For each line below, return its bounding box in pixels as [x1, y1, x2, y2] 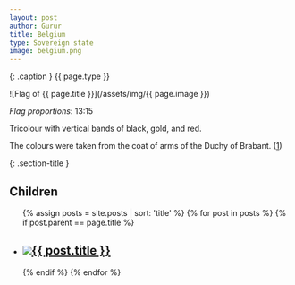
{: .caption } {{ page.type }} [9, 71, 110, 82]
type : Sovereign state [9, 38, 94, 47]
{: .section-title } [9, 158, 70, 168]
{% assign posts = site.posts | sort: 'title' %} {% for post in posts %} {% [21, 207, 287, 218]
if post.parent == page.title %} [21, 217, 135, 228]
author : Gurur [9, 22, 63, 30]
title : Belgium [9, 30, 66, 39]
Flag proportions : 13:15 [9, 106, 94, 117]
